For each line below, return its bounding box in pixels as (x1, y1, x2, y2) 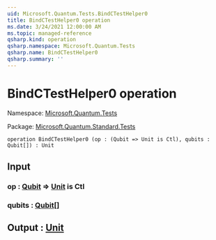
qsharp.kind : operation (7, 36, 77, 43)
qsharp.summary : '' (7, 56, 64, 63)
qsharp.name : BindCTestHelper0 (7, 50, 98, 57)
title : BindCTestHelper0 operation (7, 17, 111, 24)
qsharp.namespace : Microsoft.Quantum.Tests (7, 43, 136, 50)
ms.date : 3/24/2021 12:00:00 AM (7, 23, 101, 30)
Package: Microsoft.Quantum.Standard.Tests (7, 122, 136, 130)
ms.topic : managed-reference (7, 29, 92, 37)
